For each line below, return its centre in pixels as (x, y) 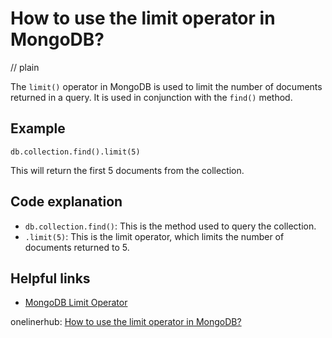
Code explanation (66, 202)
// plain (25, 67)
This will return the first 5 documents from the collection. (127, 170)
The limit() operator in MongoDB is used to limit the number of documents (166, 86)
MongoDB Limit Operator (76, 303)
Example (38, 128)
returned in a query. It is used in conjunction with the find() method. (151, 97)
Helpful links (50, 278)
